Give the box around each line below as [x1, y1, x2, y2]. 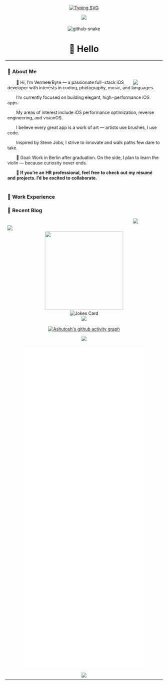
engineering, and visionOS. [7, 114, 63, 120]
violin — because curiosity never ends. [7, 159, 87, 165]
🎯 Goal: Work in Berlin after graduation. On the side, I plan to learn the [16, 154, 159, 160]
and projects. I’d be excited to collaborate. [7, 175, 97, 181]
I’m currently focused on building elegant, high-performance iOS [16, 94, 150, 100]
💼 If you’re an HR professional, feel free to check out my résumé [16, 169, 152, 176]
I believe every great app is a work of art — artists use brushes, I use [16, 124, 157, 130]
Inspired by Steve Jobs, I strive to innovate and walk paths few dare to [16, 139, 160, 145]
